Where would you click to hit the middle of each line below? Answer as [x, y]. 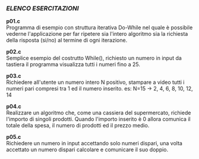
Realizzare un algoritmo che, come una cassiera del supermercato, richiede [99, 113]
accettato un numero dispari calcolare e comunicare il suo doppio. [87, 149]
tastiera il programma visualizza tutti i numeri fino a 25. [73, 64]
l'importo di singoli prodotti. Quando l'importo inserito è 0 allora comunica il [99, 119]
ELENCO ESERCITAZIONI [42, 8]
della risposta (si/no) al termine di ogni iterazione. [67, 40]
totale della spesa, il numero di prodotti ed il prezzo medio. [78, 126]
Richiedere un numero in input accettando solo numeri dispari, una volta [94, 144]
